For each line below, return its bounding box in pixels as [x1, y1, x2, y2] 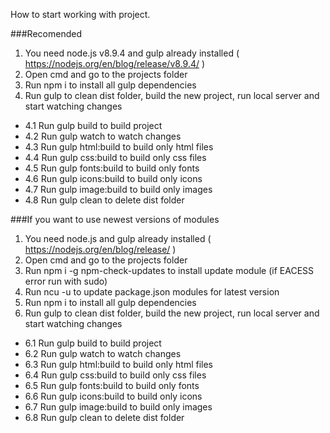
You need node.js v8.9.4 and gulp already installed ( [24, 47, 240, 59]
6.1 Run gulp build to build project [24, 337, 162, 349]
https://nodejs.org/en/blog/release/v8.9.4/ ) [24, 58, 206, 69]
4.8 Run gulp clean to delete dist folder [24, 194, 185, 206]
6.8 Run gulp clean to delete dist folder [24, 412, 185, 423]
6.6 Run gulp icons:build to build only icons [24, 390, 203, 402]
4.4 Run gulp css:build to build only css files [24, 152, 207, 163]
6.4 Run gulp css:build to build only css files [24, 369, 207, 381]
